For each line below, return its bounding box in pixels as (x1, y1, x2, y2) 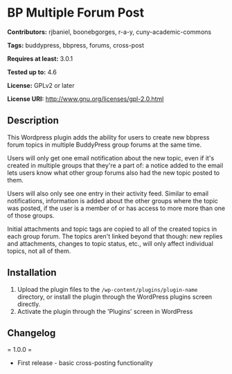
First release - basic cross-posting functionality (17, 359, 154, 367)
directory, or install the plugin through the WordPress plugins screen (17, 292, 213, 301)
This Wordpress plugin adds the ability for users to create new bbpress (7, 133, 210, 141)
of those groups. (7, 211, 55, 219)
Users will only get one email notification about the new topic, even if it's (7, 153, 215, 162)
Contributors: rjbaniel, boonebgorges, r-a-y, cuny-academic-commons (7, 28, 212, 36)
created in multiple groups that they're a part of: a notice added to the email (7, 161, 224, 169)
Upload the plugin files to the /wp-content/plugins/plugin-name (17, 285, 198, 293)
